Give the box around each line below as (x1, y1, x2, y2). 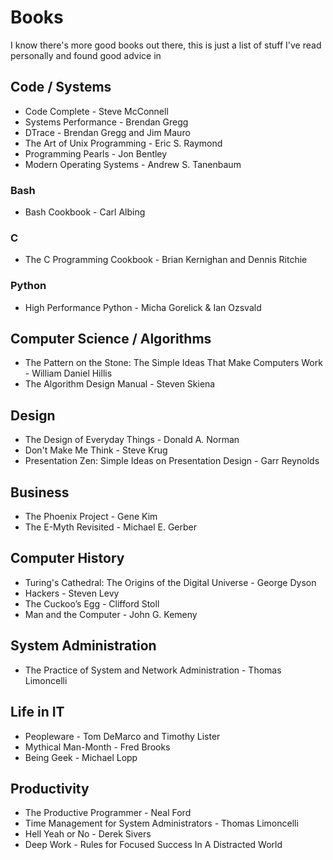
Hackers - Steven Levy (24, 587, 120, 599)
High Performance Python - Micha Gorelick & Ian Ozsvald (24, 301, 262, 313)
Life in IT (10, 704, 65, 721)
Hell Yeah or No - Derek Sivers (24, 828, 152, 840)
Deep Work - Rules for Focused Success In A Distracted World (24, 839, 283, 851)
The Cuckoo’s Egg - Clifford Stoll (24, 597, 160, 610)
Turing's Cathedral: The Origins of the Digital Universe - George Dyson (24, 576, 317, 588)
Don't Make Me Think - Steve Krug (24, 444, 168, 456)
